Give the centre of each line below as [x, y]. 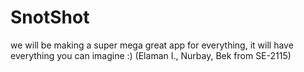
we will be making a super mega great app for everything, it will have [152, 45]
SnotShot [50, 17]
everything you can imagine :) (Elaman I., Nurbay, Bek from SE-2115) [151, 55]
